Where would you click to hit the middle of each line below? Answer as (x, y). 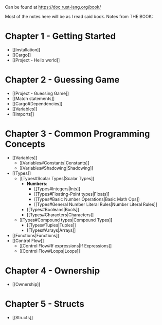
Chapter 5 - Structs (45, 304)
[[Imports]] (23, 114)
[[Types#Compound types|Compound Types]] (66, 220)
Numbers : (37, 183)
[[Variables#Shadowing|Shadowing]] (56, 168)
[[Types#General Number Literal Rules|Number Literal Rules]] (96, 204)
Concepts (25, 144)
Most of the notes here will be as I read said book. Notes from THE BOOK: (79, 16)
